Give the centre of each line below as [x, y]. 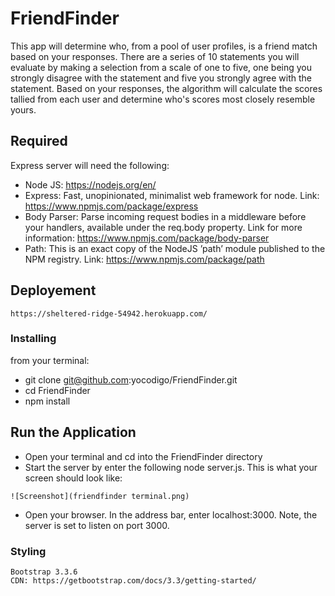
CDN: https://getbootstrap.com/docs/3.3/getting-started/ [133, 580]
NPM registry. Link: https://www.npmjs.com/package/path [144, 259]
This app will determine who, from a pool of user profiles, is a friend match [164, 46]
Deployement [53, 290]
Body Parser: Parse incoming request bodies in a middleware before [165, 216]
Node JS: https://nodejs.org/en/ [90, 184]
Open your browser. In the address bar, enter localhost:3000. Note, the [171, 514]
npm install [47, 401]
